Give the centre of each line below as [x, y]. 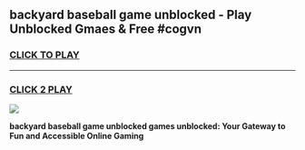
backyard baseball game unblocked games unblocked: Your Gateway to [148, 125]
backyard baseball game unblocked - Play [131, 15]
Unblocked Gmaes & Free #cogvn [106, 30]
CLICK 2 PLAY [41, 89]
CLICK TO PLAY [44, 55]
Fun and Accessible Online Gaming [77, 135]
